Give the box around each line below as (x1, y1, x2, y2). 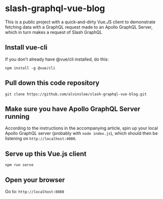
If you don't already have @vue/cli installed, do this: (5, 56, 109, 62)
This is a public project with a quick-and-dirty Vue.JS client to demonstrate (5, 19, 156, 25)
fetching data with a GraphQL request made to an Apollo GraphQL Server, (5, 24, 153, 30)
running (5, 112, 30, 120)
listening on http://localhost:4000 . (5, 135, 77, 141)
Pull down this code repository (5, 79, 100, 87)
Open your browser (5, 176, 65, 184)
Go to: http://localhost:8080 (5, 189, 64, 194)
